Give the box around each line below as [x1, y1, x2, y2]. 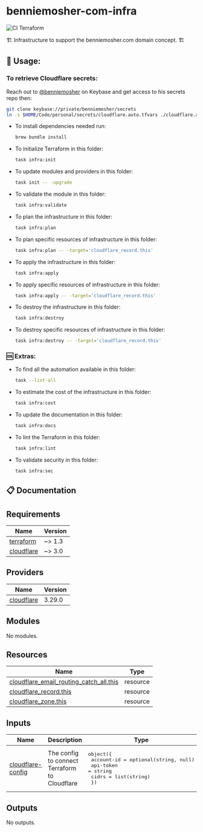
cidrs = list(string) [91, 773, 150, 780]
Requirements [6, 509, 60, 519]
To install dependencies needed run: [14, 123, 106, 130]
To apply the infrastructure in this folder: [14, 258, 116, 265]
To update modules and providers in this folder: [14, 168, 134, 175]
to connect [48, 756, 79, 765]
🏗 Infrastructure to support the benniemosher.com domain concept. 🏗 [6, 36, 185, 44]
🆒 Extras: [6, 352, 36, 361]
